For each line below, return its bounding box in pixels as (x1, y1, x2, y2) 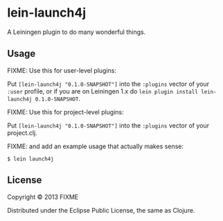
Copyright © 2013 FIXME (7, 193, 78, 201)
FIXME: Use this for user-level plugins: (7, 66, 116, 74)
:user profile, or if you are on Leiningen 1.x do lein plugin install (7, 87, 199, 95)
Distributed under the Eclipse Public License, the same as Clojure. (7, 206, 195, 214)
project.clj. (7, 128, 37, 136)
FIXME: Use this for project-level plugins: (7, 107, 125, 116)
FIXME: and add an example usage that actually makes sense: (7, 142, 184, 150)
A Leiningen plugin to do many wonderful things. (7, 28, 146, 36)
